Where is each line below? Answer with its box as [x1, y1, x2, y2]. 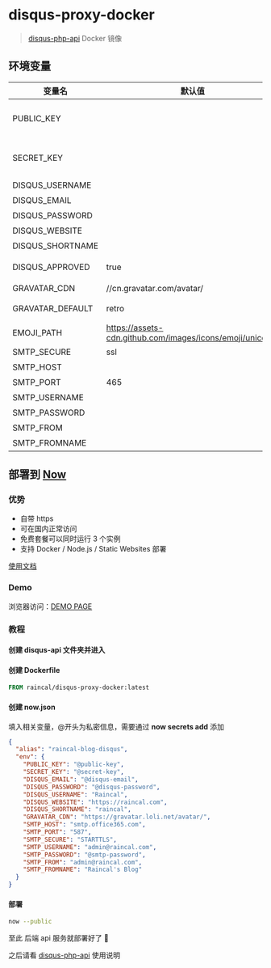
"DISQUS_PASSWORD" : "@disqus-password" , [23, 783, 161, 791]
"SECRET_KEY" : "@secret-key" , [23, 768, 125, 776]
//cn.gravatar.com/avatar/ [106, 282, 204, 294]
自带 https [19, 514, 54, 523]
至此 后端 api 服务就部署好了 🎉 [8, 933, 109, 943]
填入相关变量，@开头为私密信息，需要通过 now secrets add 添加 [8, 721, 224, 731]
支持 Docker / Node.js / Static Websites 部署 [19, 544, 167, 554]
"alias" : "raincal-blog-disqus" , [15, 746, 128, 754]
